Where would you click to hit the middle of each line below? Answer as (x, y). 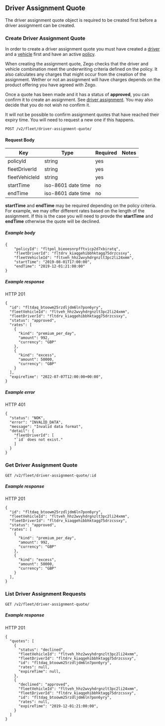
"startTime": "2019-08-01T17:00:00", (53, 262)
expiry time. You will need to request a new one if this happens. (70, 120)
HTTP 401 (15, 405)
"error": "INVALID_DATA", (36, 422)
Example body (20, 233)
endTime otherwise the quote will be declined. (53, 221)
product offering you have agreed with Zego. (51, 85)
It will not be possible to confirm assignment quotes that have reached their (82, 115)
